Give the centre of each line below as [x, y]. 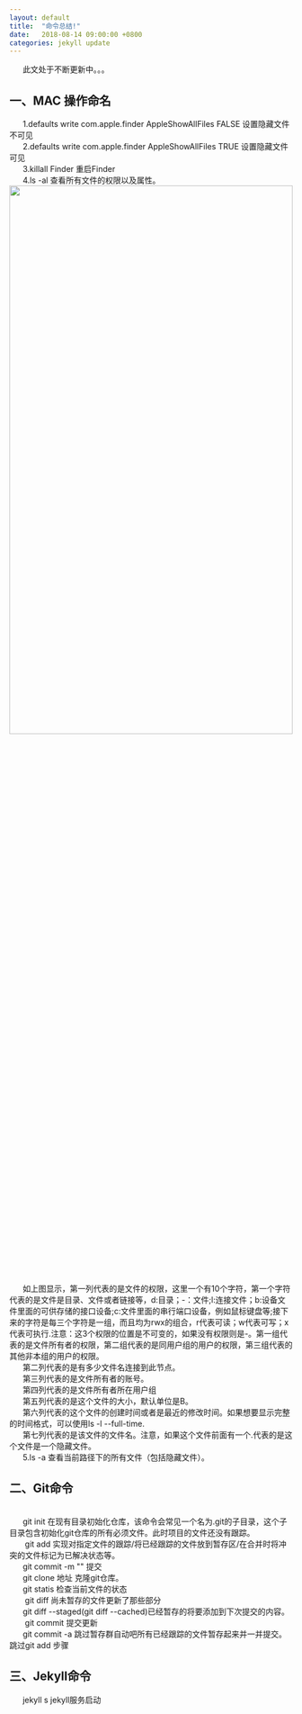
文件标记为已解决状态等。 [72, 1555]
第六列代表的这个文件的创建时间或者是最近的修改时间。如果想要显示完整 [156, 1412]
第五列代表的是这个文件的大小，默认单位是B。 [107, 1402]
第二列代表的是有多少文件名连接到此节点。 [101, 1367]
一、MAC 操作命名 [60, 100]
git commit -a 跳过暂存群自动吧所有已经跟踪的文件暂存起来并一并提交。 [155, 1634]
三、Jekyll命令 [50, 1677]
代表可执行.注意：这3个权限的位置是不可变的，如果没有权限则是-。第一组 [145, 1334]
